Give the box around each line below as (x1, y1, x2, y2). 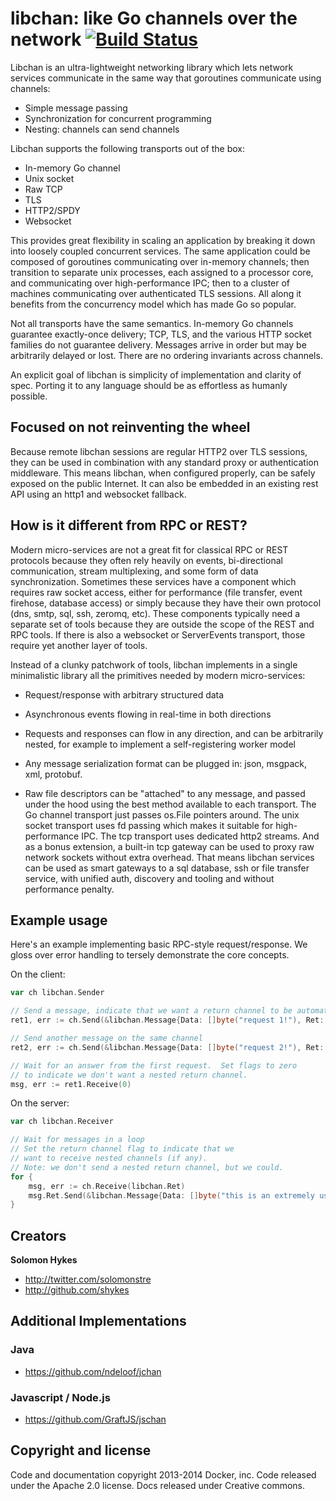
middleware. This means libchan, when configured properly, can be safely (10, 467, 316, 479)
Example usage (10, 912, 108, 929)
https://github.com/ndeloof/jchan (24, 1365, 162, 1377)
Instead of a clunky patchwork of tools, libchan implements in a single (10, 658, 298, 671)
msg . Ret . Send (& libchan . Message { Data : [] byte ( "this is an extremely (28, 1190, 315, 1201)
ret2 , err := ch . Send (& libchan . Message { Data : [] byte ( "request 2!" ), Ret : (10, 1042, 325, 1052)
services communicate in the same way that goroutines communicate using (10, 72, 322, 84)
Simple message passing (24, 102, 128, 114)
